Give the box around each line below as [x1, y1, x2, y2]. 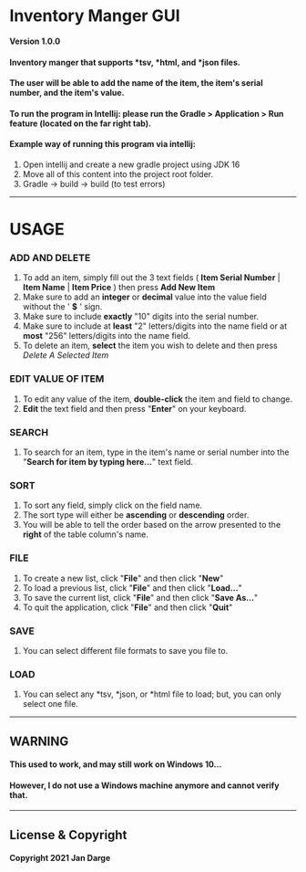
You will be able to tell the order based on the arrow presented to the [22, 520, 281, 531]
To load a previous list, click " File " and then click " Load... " [22, 582, 243, 594]
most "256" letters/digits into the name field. [22, 331, 191, 341]
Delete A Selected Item [22, 350, 109, 361]
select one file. [22, 699, 79, 709]
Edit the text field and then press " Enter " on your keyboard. [22, 403, 247, 414]
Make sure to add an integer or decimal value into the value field [22, 291, 267, 302]
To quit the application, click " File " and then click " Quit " [22, 602, 233, 613]
